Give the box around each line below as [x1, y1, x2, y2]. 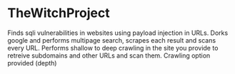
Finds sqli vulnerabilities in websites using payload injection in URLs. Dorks [7, 28, 229, 37]
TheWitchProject [7, 5, 110, 21]
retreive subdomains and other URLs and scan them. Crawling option [7, 51, 211, 60]
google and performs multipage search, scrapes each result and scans [7, 36, 216, 44]
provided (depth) [7, 58, 57, 67]
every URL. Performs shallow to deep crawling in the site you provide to [7, 43, 219, 52]
